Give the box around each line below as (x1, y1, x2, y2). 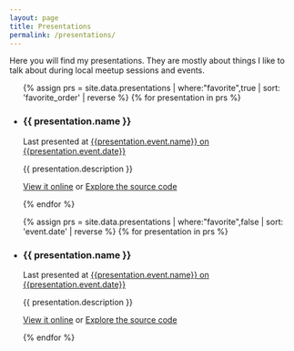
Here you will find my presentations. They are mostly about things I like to (9, 56, 285, 67)
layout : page (9, 13, 59, 23)
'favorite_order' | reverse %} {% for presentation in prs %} (22, 92, 241, 103)
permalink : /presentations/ (9, 30, 117, 39)
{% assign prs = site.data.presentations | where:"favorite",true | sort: (22, 83, 280, 94)
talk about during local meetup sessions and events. (9, 65, 205, 76)
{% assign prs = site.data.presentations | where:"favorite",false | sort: (22, 216, 284, 227)
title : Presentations (9, 22, 92, 31)
